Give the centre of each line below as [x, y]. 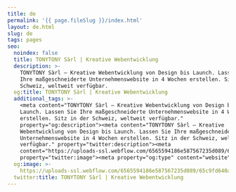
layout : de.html [31, 27]
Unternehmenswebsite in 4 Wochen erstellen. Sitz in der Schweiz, [119, 138]
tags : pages [25, 40]
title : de [22, 14]
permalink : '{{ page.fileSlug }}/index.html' [75, 20]
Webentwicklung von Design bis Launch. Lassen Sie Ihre [104, 132]
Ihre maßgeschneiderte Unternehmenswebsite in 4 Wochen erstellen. [120, 79]
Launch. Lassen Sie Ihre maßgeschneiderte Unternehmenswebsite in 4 [122, 112]
